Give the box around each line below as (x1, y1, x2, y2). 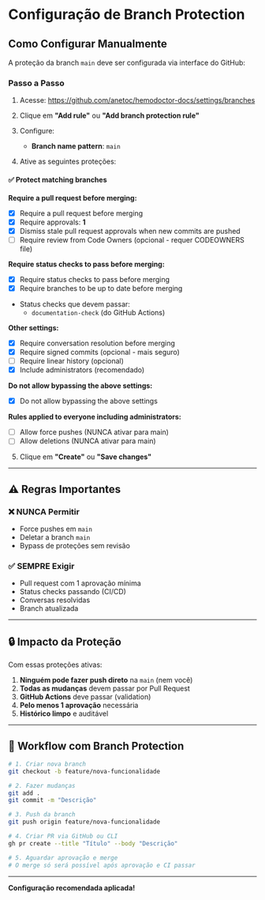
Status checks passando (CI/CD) (19, 587, 126, 597)
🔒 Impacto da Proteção (8, 635, 122, 649)
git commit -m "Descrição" (8, 796, 97, 804)
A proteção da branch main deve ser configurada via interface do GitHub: (8, 58, 246, 67)
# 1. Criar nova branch (8, 760, 87, 768)
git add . (8, 789, 41, 797)
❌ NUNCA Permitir (8, 506, 80, 517)
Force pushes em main (19, 524, 93, 533)
